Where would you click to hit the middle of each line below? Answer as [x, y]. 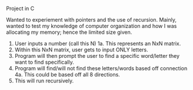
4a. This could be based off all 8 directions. [67, 75]
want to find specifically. [44, 62]
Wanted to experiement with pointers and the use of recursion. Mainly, [91, 20]
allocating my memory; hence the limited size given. [69, 32]
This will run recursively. [44, 81]
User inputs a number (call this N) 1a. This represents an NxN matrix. [98, 44]
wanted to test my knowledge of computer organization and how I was [91, 26]
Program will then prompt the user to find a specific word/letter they [97, 56]
